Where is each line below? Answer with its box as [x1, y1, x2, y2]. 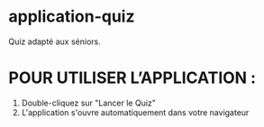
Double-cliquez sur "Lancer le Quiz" [21, 97, 157, 108]
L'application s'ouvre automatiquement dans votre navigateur [21, 106, 250, 118]
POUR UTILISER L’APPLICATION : [8, 68, 257, 88]
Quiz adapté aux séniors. [8, 36, 101, 47]
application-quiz [8, 6, 135, 27]
